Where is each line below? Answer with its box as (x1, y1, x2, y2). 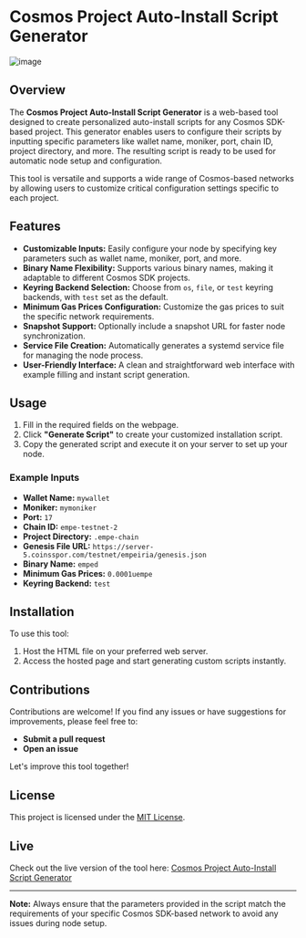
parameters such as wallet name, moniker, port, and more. (22, 253, 242, 264)
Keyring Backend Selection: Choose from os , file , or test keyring (22, 281, 274, 293)
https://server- (92, 542, 155, 551)
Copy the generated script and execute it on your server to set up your (22, 439, 289, 450)
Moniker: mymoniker (22, 502, 97, 513)
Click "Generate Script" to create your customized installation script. (22, 429, 283, 440)
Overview (9, 82, 66, 98)
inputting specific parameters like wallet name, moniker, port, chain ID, (9, 135, 274, 147)
